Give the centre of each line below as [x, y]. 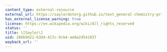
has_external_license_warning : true [43, 19]
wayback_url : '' [22, 42]
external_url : [20, 14]
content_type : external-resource [40, 10]
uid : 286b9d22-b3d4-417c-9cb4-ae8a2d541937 [51, 38]
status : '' [16, 28]
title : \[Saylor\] [24, 33]
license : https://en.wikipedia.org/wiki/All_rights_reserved [70, 24]
